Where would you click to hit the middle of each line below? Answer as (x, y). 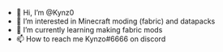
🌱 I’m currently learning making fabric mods (89, 30)
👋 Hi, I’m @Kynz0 (45, 13)
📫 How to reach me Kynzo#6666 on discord (91, 39)
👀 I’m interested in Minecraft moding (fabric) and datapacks (116, 21)
